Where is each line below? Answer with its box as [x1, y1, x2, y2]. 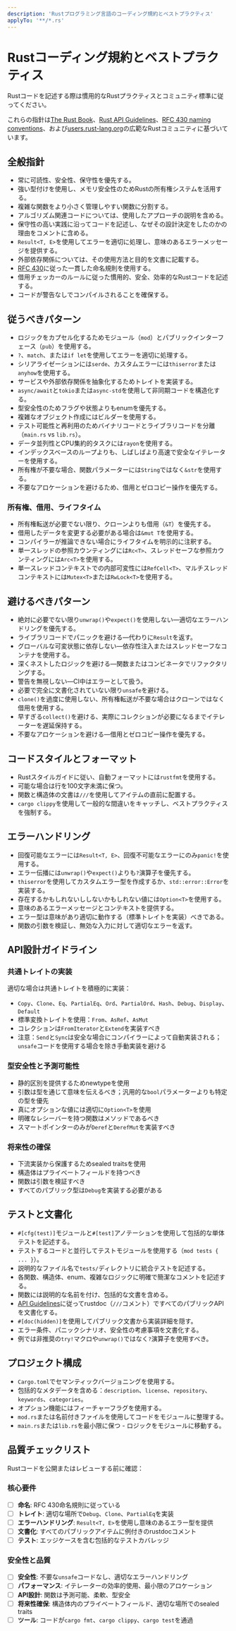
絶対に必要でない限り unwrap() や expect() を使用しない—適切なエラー [17, 615, 217, 624]
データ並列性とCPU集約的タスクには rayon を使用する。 [17, 439, 177, 448]
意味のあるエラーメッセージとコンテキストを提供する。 [17, 904, 178, 912]
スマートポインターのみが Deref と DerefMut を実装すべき [17, 1122, 176, 1131]
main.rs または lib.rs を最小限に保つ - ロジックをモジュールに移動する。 [17, 1421, 225, 1429]
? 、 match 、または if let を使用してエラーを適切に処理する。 [17, 351, 192, 360]
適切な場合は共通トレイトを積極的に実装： [7, 984, 131, 993]
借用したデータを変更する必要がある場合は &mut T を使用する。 [17, 528, 197, 537]
